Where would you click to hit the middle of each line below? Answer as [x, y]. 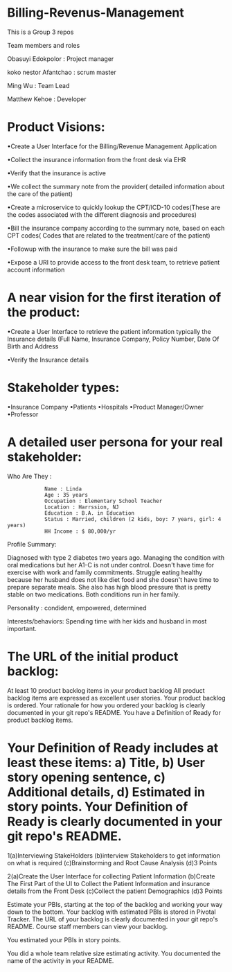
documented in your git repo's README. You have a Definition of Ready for [114, 712]
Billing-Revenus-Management [96, 13]
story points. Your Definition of [98, 807]
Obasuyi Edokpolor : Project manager [61, 59]
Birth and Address [33, 346]
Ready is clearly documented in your [115, 821]
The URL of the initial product [93, 656]
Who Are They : [29, 476]
